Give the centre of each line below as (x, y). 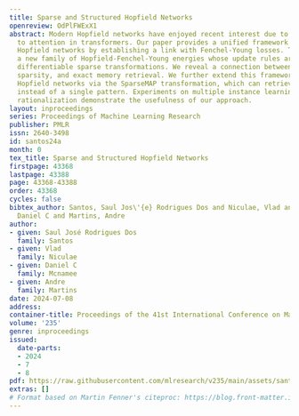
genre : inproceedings (49, 332)
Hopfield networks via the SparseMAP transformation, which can (139, 84)
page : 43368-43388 (43, 183)
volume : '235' (36, 324)
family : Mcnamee (47, 274)
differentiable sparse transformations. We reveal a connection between (155, 68)
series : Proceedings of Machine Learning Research (105, 116)
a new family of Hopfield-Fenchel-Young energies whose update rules (149, 59)
